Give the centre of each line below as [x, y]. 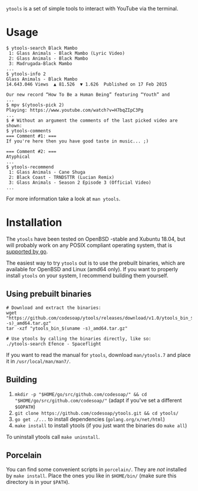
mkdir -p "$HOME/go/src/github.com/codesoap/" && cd [81, 394]
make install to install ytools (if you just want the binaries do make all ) [101, 425]
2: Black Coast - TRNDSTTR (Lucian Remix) [62, 177]
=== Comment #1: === [32, 136]
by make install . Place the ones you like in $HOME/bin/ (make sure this [91, 476]
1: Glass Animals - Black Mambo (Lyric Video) [67, 53]
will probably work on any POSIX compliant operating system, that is [89, 245]
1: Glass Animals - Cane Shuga [47, 172]
